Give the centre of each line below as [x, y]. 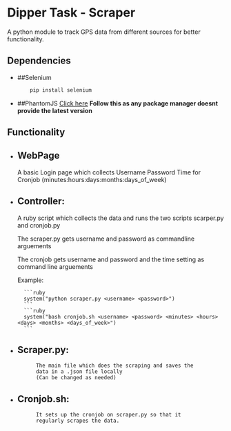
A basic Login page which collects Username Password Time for [109, 172]
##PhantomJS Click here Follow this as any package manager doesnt [118, 103]
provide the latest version [55, 110]
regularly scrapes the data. [78, 421]
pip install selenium [61, 90]
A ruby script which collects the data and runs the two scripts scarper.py [120, 218]
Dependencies [39, 61]
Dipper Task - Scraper [71, 13]
